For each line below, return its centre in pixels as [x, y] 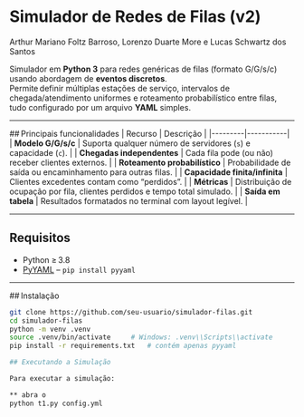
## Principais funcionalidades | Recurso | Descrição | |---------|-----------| [150, 133]
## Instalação [34, 296]
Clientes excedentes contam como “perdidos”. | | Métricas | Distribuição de [151, 181]
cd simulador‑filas [46, 320]
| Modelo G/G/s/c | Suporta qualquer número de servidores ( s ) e [130, 143]
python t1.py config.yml [56, 403]
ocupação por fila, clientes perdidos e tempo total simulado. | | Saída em [145, 191]
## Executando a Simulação [60, 363]
